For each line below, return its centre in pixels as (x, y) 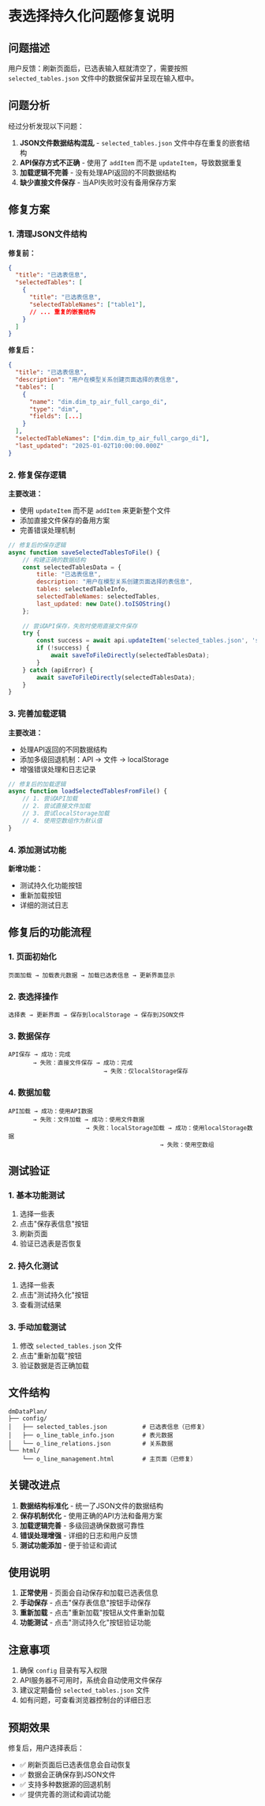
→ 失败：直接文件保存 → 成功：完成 (83, 1063)
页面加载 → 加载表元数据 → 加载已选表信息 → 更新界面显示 (91, 975)
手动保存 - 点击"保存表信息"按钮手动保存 (85, 1603)
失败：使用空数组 (190, 1144)
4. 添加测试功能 (37, 850)
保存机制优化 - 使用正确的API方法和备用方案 (91, 1515)
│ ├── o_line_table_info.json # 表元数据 (91, 1435)
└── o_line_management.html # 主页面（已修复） (110, 1459)
